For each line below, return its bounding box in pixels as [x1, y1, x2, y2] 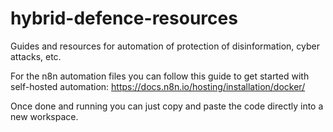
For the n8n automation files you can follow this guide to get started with [10, 70, 310, 82]
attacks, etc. [10, 50, 62, 62]
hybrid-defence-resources [10, 7, 238, 30]
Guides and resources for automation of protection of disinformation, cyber [10, 40, 320, 52]
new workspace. [10, 110, 79, 122]
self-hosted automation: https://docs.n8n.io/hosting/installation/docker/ [10, 80, 306, 92]
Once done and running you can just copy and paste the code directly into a [10, 100, 324, 112]
